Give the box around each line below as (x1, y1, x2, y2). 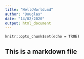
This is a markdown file (5, 47, 77, 56)
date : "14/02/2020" (5, 16, 45, 21)
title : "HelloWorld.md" (5, 7, 54, 12)
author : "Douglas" (5, 12, 42, 17)
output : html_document (5, 20, 51, 26)
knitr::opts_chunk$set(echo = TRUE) (5, 34, 80, 39)
